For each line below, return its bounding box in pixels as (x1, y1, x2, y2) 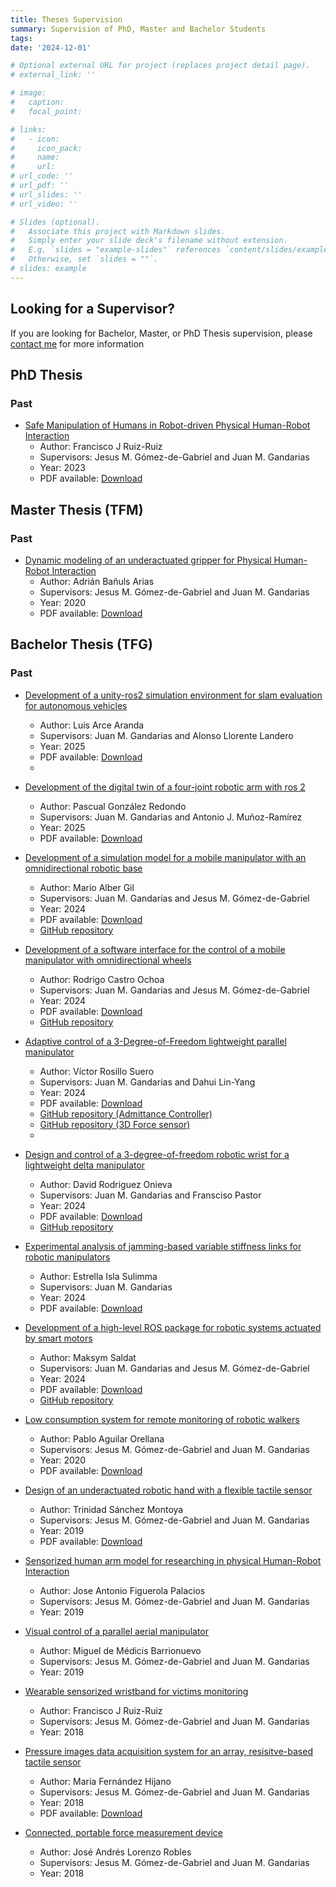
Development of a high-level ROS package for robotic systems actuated (24, 1321, 322, 1333)
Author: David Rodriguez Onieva (39, 1178, 173, 1190)
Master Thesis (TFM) (10, 501, 144, 518)
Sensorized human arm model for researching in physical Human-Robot (24, 1554, 322, 1566)
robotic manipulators (24, 1251, 111, 1263)
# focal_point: (10, 106, 83, 116)
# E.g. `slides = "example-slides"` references (10, 245, 222, 255)
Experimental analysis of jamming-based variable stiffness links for (24, 1240, 302, 1252)
